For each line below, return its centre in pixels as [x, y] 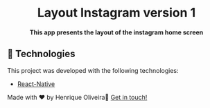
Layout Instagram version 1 [116, 13]
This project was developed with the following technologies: [93, 70]
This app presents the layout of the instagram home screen [116, 32]
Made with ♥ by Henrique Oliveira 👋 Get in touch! [77, 97]
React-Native [36, 84]
